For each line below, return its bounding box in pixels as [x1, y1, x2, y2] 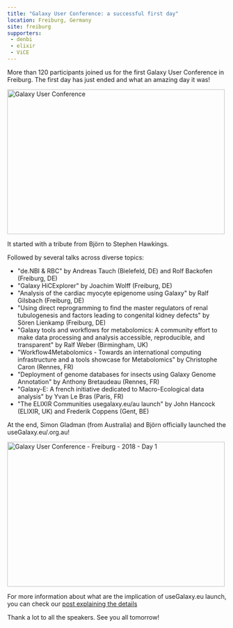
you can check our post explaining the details [7, 599, 138, 608]
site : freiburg [7, 23, 51, 30]
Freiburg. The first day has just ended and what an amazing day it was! [7, 75, 211, 83]
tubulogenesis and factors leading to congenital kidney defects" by [17, 311, 210, 319]
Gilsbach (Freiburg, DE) [17, 296, 85, 305]
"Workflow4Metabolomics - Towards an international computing [17, 348, 202, 356]
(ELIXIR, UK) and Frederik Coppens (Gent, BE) [17, 407, 150, 415]
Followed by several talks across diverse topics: [7, 253, 145, 261]
